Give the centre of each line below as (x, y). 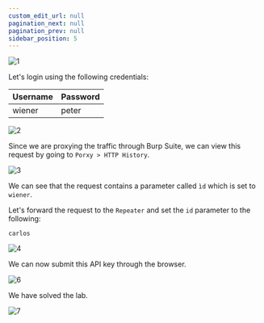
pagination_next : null (46, 23)
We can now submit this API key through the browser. (98, 264)
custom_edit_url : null (46, 16)
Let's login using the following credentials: (79, 77)
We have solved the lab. (48, 296)
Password (80, 97)
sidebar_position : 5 (43, 38)
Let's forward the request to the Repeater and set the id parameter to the (130, 210)
